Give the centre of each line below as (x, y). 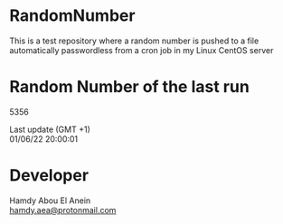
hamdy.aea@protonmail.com (63, 210)
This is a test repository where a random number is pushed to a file (134, 41)
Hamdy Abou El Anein (50, 201)
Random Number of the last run (130, 87)
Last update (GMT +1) (50, 129)
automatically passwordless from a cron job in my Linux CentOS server (141, 50)
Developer (49, 176)
